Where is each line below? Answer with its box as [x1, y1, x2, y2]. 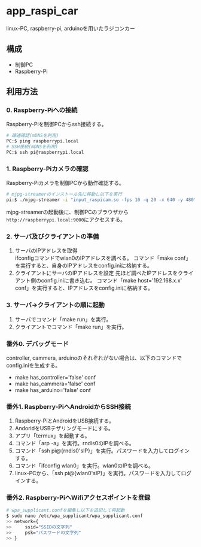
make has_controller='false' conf [14, 373, 96, 381]
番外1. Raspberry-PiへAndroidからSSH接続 [6, 402, 132, 411]
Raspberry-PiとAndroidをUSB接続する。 [14, 417, 115, 424]
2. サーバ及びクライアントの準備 [6, 232, 99, 241]
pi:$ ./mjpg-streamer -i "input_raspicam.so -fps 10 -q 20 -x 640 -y [6, 197, 184, 203]
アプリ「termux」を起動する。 [14, 432, 91, 439]
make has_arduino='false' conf [14, 386, 92, 393]
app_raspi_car [6, 4, 78, 18]
